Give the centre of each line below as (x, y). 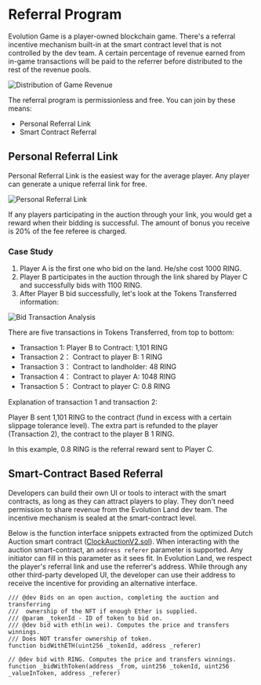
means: (20, 108)
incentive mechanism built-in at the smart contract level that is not (115, 44)
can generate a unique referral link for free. (78, 184)
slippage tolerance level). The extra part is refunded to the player (113, 426)
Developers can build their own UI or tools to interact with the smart (118, 493)
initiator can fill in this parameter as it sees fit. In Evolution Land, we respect (130, 558)
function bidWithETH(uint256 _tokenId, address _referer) (105, 646)
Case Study (31, 251)
